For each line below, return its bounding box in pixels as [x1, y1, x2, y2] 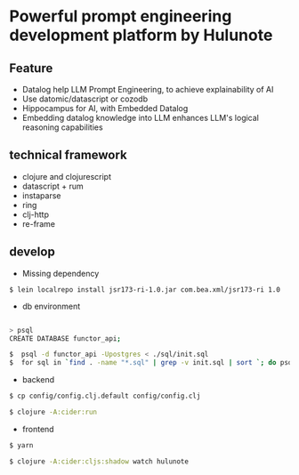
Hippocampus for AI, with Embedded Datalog [21, 103, 189, 113]
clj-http [21, 209, 50, 220]
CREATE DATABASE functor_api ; [9, 334, 122, 343]
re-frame [21, 218, 56, 229]
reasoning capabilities [21, 122, 104, 133]
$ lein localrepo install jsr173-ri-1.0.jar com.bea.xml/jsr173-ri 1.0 [9, 285, 280, 294]
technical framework [9, 148, 127, 163]
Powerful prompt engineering [9, 6, 232, 27]
